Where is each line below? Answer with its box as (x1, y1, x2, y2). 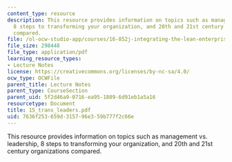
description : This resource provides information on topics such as (7, 17, 209, 24)
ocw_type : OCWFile (7, 74, 60, 82)
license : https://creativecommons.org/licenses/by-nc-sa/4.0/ (7, 68, 190, 75)
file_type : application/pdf (7, 49, 88, 56)
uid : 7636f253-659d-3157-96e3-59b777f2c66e (7, 113, 135, 120)
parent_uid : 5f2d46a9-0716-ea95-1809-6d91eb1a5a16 (7, 94, 156, 101)
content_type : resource (7, 10, 76, 17)
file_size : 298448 (7, 42, 60, 49)
